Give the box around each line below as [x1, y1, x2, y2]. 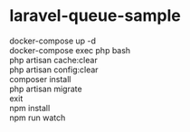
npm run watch [9, 112, 66, 123]
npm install [9, 102, 51, 113]
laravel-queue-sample [9, 5, 181, 26]
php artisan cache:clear [9, 54, 98, 65]
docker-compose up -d [9, 35, 97, 46]
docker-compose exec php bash [9, 44, 131, 55]
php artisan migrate [9, 83, 83, 94]
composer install [9, 73, 71, 84]
